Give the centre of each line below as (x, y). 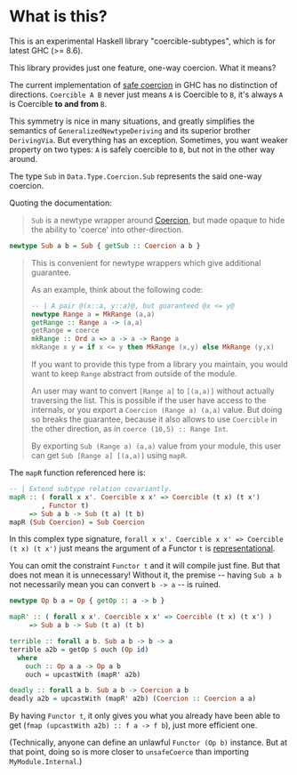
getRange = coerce (65, 331)
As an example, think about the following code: (117, 289)
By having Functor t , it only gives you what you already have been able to (145, 716)
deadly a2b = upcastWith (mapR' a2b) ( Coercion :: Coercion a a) (132, 699)
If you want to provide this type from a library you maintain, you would (159, 364)
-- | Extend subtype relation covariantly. (91, 489)
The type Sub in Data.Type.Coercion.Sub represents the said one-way (136, 176)
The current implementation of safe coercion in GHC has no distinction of (144, 85)
